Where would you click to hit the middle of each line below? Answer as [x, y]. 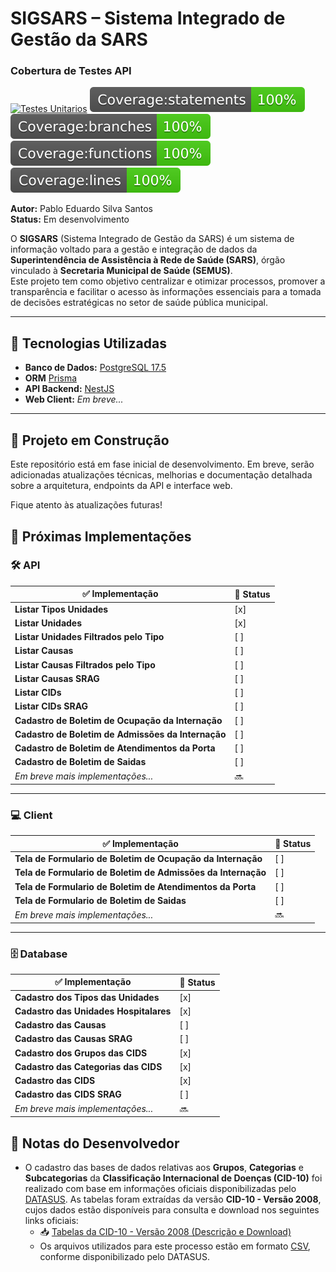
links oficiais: [51, 1220]
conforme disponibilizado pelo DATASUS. [124, 1256]
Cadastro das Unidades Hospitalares [93, 1011]
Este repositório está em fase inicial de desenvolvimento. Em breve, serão [162, 464]
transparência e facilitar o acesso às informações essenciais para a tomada [166, 292]
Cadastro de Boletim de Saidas [80, 762]
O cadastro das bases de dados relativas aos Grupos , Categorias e [164, 1167]
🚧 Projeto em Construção [90, 440]
